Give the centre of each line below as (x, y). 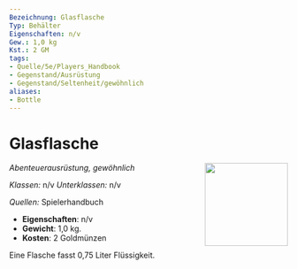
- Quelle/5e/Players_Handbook (65, 67)
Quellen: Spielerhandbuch (57, 202)
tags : (19, 58)
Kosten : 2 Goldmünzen (64, 238)
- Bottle (25, 100)
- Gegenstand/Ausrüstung (55, 75)
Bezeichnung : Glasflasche (57, 17)
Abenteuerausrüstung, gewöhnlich (72, 168)
